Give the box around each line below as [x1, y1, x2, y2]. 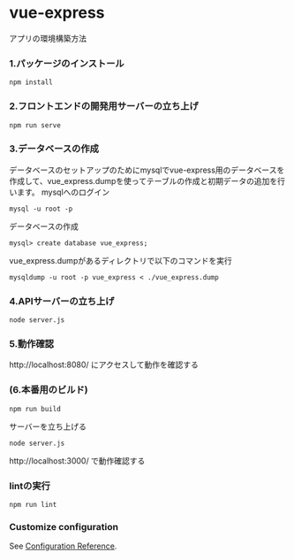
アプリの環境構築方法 [9, 33, 87, 43]
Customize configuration [9, 520, 119, 533]
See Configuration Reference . [9, 541, 117, 551]
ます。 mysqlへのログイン [16, 187, 110, 197]
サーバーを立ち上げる [9, 421, 87, 432]
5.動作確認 [9, 338, 55, 350]
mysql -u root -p [9, 204, 73, 213]
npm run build [9, 404, 62, 413]
